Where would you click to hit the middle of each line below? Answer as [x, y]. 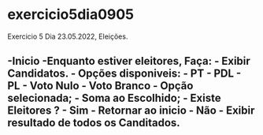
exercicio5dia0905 [71, 15]
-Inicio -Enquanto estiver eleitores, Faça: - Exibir [129, 61]
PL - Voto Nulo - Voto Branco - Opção [100, 86]
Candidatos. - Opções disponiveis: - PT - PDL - [124, 74]
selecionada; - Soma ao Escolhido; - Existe [114, 98]
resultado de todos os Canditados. [94, 123]
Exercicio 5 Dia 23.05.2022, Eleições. [68, 36]
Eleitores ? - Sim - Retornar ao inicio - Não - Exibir [131, 111]
